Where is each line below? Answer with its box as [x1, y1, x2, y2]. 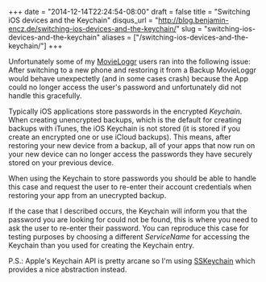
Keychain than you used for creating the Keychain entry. [8, 241, 195, 250]
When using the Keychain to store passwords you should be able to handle [8, 173, 256, 183]
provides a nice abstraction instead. [8, 265, 127, 274]
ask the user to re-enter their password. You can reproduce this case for [8, 223, 249, 233]
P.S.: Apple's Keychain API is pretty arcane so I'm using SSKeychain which [8, 256, 256, 265]
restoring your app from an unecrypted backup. [8, 191, 167, 200]
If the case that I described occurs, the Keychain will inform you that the [8, 206, 247, 216]
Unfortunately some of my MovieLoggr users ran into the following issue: [8, 56, 251, 66]
